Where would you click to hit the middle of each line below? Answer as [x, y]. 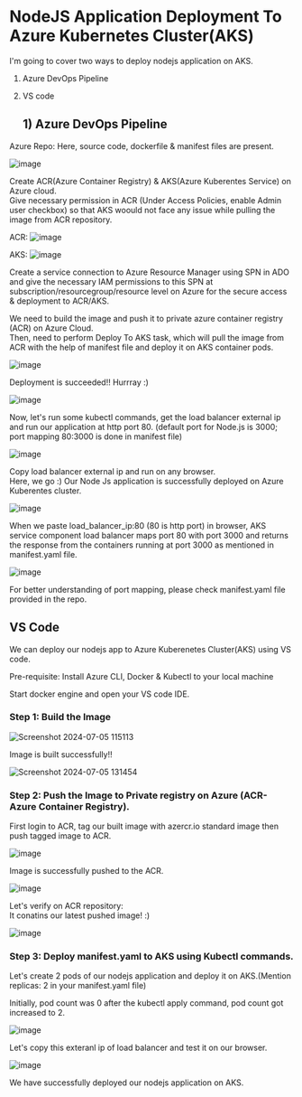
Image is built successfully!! [61, 754]
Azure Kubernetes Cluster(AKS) [132, 36]
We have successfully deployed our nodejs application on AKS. [127, 1083]
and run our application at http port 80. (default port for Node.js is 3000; [143, 427]
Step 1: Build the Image [60, 717]
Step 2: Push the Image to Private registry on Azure [124, 795]
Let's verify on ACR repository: [66, 906]
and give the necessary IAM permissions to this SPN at [111, 281]
